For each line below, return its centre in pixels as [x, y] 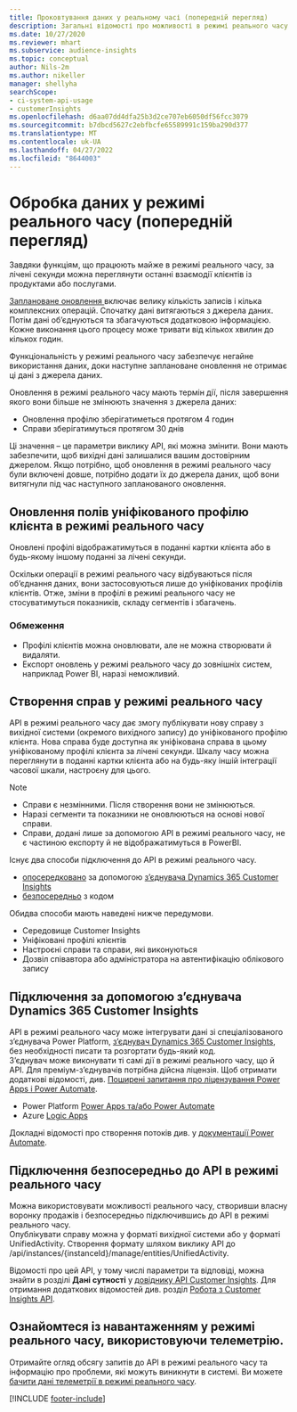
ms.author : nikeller [48, 76]
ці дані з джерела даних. [56, 375]
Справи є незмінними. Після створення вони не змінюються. [139, 805]
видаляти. [41, 654]
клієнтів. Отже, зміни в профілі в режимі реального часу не [122, 593]
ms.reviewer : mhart [45, 42]
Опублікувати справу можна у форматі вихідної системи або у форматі [145, 1234]
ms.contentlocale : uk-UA [55, 142]
